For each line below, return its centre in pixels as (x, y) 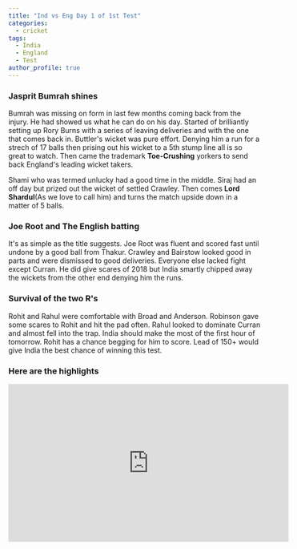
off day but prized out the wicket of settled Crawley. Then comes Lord (124, 188)
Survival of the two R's (53, 299)
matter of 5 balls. (36, 206)
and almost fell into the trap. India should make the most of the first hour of (132, 333)
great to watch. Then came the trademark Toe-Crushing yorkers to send (128, 156)
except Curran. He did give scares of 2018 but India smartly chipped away (130, 269)
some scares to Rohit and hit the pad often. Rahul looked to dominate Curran (134, 325)
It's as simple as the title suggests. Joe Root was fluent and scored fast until (134, 244)
